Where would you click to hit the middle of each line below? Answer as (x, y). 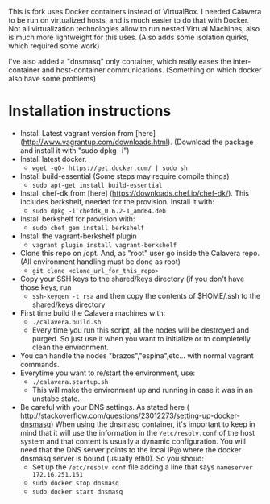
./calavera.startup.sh (70, 382)
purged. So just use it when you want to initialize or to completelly (141, 338)
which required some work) (54, 46)
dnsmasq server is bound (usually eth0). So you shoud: (112, 458)
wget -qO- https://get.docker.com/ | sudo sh (110, 168)
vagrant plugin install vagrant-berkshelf (104, 245)
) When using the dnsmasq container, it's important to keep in (153, 424)
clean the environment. (70, 347)
